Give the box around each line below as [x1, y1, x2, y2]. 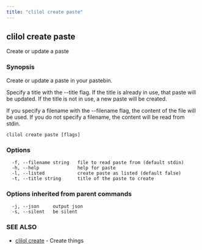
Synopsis [6, 63, 35, 71]
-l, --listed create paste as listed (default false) [12, 170, 182, 177]
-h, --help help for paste [12, 165, 116, 171]
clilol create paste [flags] [6, 132, 81, 138]
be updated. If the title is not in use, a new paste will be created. [6, 95, 167, 102]
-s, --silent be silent [12, 209, 78, 215]
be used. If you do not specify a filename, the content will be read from [6, 113, 185, 121]
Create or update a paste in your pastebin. [6, 77, 113, 84]
